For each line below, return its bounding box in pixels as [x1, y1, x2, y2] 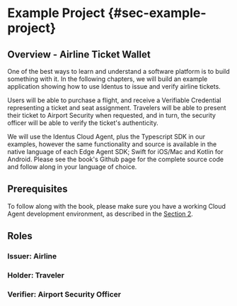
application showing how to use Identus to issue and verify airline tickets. [7, 82, 221, 90]
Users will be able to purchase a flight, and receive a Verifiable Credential [7, 96, 221, 104]
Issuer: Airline [7, 251, 57, 261]
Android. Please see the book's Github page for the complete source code [7, 155, 224, 163]
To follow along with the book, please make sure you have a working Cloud [7, 202, 226, 210]
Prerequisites [7, 183, 68, 195]
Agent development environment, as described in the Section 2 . [7, 209, 193, 218]
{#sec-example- [108, 5, 207, 21]
